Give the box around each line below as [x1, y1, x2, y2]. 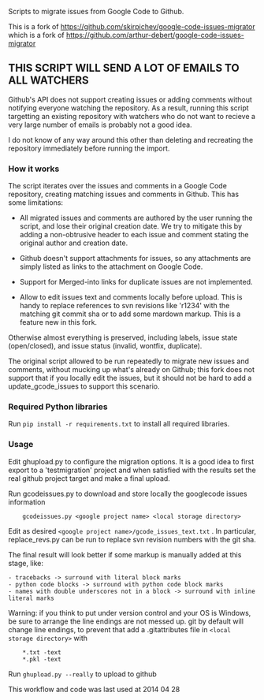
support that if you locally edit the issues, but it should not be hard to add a [8, 374, 252, 383]
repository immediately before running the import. [8, 143, 170, 153]
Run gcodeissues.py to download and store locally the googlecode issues [8, 489, 247, 498]
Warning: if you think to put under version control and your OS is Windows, [8, 608, 251, 617]
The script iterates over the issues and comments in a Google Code [8, 181, 227, 191]
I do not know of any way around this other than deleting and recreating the [8, 135, 254, 144]
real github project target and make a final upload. [8, 473, 171, 483]
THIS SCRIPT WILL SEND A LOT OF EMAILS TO [8, 61, 240, 75]
